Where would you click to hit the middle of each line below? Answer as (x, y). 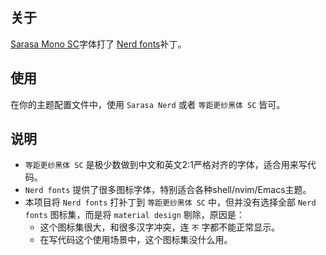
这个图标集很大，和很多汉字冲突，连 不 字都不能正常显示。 (160, 227)
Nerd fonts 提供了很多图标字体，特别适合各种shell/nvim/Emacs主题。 (168, 190)
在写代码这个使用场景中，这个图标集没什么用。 (136, 240)
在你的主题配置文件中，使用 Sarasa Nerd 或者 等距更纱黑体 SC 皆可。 (148, 104)
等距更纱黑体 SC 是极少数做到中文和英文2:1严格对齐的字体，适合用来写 (166, 165)
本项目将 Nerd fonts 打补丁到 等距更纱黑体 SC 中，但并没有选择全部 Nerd (170, 202)
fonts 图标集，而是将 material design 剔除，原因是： (134, 215)
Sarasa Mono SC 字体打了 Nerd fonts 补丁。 (98, 44)
